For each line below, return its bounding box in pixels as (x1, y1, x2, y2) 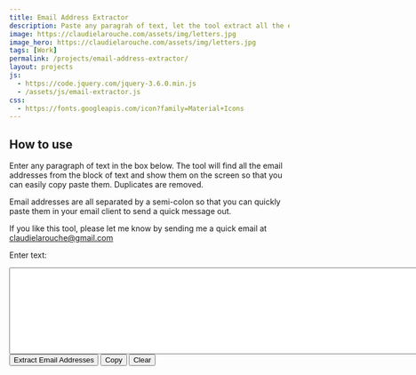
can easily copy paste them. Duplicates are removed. (9, 180, 204, 190)
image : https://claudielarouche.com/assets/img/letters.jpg (9, 29, 237, 38)
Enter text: (9, 250, 47, 260)
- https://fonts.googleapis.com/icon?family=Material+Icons (17, 104, 244, 113)
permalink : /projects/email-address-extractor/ (9, 54, 189, 63)
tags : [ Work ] (9, 46, 58, 55)
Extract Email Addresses (13, 355, 95, 365)
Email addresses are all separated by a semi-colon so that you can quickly (9, 196, 282, 207)
